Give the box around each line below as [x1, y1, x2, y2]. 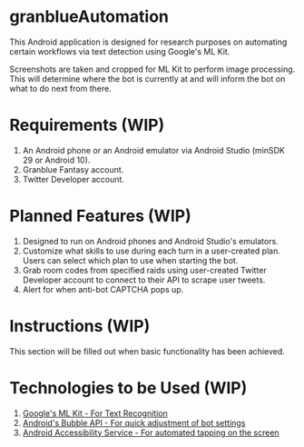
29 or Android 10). [22, 154, 91, 165]
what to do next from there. [9, 83, 112, 94]
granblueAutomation [9, 6, 170, 27]
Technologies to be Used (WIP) [9, 377, 248, 398]
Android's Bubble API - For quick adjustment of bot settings [22, 417, 246, 428]
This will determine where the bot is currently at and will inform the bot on [9, 73, 286, 84]
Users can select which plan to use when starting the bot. [22, 254, 239, 265]
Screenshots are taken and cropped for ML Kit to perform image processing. [9, 64, 296, 74]
